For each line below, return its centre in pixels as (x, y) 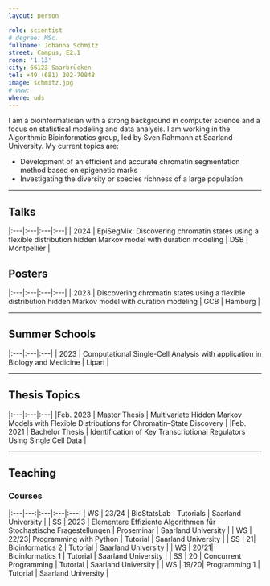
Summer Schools (52, 334)
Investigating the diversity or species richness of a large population (131, 179)
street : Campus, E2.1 (45, 53)
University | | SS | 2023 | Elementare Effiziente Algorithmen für (112, 522)
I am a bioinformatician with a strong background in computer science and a (135, 121)
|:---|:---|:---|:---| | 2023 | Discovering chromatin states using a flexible (127, 293)
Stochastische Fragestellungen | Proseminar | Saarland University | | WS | (130, 530)
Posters (28, 273)
